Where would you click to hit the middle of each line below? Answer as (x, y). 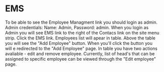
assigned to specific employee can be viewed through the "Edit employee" (81, 59)
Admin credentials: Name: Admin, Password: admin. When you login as (77, 27)
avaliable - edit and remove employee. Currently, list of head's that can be (80, 54)
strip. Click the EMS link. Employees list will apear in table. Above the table (80, 38)
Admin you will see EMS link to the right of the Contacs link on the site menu (82, 33)
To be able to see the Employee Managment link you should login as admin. (81, 22)
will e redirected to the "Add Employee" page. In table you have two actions (81, 48)
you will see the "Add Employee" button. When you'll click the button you (79, 43)
